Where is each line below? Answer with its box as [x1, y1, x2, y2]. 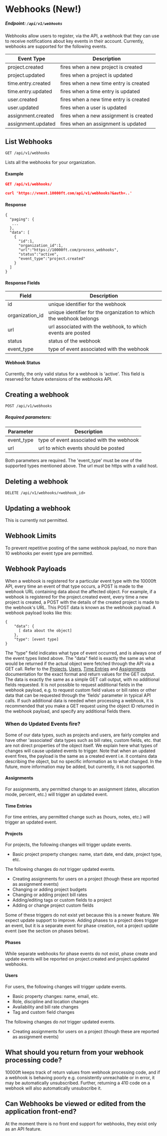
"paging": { [9, 217, 35, 222]
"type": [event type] [14, 637, 59, 642]
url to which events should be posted [38, 445, 125, 452]
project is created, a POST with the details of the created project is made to [5, 599, 160, 605]
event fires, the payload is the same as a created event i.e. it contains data [5, 753, 158, 759]
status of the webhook [48, 337, 101, 344]
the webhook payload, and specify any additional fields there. [5, 708, 132, 714]
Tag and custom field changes [12, 1009, 75, 1015]
